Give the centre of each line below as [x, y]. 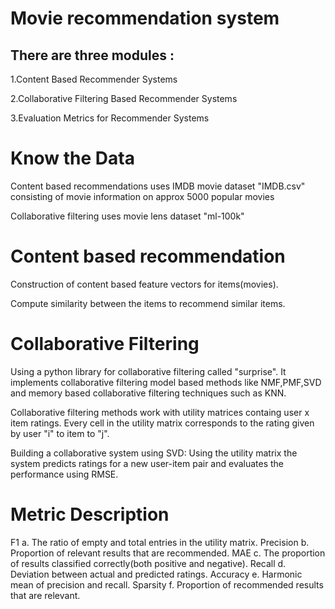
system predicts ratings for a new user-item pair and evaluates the [147, 463]
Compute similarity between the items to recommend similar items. [148, 303]
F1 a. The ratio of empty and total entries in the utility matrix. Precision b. [160, 542]
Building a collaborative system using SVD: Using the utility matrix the [154, 453]
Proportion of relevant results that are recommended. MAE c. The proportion [168, 553]
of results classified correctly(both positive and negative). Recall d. [148, 563]
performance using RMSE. [64, 474]
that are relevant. [45, 595]
